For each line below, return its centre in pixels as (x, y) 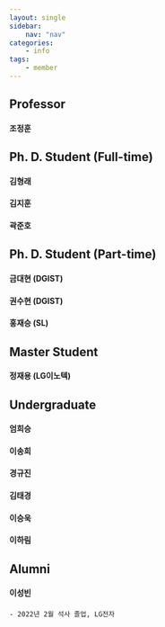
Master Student (54, 352)
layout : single (38, 18)
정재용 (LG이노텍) (40, 376)
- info (38, 51)
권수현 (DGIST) (36, 300)
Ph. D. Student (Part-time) (83, 254)
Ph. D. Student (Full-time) (82, 157)
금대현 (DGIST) (36, 279)
